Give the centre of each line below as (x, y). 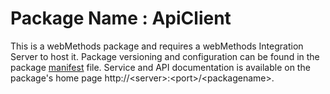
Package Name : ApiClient (121, 18)
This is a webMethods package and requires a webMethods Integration (157, 46)
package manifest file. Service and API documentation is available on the (160, 67)
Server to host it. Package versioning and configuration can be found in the (165, 56)
